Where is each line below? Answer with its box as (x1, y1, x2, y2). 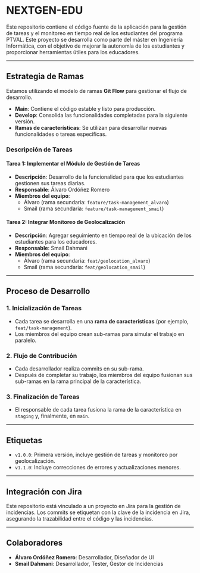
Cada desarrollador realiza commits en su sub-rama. (14, 365, 144, 372)
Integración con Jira (6, 487, 82, 497)
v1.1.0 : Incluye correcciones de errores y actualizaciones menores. (14, 464, 182, 471)
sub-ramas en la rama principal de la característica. (14, 378, 142, 385)
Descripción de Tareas (6, 145, 73, 154)
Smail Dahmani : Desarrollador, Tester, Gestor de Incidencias (14, 560, 164, 567)
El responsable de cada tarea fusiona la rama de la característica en (14, 406, 182, 413)
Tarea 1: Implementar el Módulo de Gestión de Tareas (6, 160, 140, 167)
